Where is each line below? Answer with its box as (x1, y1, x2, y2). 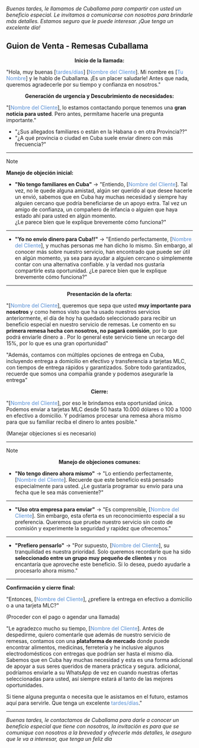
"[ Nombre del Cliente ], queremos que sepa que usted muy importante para (6, 302, 191, 309)
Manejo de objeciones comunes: (58, 458, 141, 465)
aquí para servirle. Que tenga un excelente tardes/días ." (6, 699, 142, 706)
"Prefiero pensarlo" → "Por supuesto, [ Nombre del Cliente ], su (14, 542, 170, 549)
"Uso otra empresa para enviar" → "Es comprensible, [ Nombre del (14, 505, 179, 513)
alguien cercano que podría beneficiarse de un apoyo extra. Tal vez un (14, 199, 188, 206)
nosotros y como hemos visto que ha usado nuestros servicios (6, 308, 161, 315)
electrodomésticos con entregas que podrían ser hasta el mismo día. (6, 650, 174, 657)
